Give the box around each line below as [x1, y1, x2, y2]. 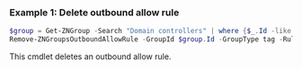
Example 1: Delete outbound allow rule [9, 6, 180, 19]
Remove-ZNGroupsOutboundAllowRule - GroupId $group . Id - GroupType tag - [9, 35, 283, 44]
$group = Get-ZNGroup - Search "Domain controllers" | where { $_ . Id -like [9, 27, 292, 36]
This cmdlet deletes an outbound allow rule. [9, 51, 172, 62]
